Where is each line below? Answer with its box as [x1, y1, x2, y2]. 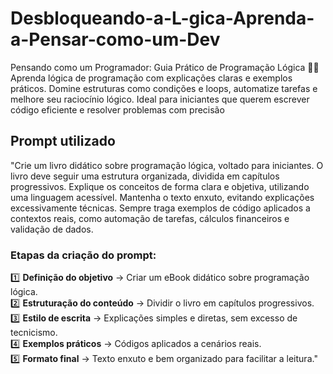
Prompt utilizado [10, 133, 116, 150]
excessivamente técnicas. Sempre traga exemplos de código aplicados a [10, 202, 311, 214]
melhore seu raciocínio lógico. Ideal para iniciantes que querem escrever [10, 93, 310, 105]
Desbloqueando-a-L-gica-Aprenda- [10, 7, 315, 30]
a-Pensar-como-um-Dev [10, 28, 221, 51]
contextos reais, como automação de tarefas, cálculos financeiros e [10, 212, 290, 224]
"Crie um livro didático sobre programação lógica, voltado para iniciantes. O [10, 159, 324, 171]
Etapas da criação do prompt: [10, 248, 157, 262]
